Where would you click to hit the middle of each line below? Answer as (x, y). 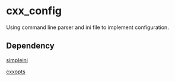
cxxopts (16, 72)
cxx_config (34, 11)
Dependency (30, 46)
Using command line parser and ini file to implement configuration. (87, 27)
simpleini (17, 60)
